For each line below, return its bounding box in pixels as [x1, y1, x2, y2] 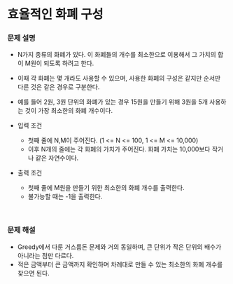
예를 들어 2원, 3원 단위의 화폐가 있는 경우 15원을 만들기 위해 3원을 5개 [17, 97, 209, 106]
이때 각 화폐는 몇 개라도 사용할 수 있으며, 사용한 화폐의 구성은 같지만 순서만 [17, 74, 221, 83]
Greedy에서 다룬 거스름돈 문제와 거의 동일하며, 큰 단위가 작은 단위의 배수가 [17, 243, 222, 251]
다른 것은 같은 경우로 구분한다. [17, 83, 100, 91]
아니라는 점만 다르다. [17, 251, 74, 259]
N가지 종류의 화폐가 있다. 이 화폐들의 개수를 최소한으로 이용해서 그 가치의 [17, 50, 217, 59]
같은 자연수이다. [35, 154, 79, 162]
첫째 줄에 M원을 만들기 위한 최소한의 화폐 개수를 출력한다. [27, 184, 185, 192]
